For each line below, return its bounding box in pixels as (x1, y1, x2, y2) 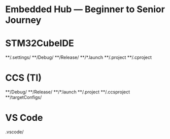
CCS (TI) (5, 72, 42, 84)
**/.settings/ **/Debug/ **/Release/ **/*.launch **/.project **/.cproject (5, 54, 152, 60)
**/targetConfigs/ (5, 94, 42, 100)
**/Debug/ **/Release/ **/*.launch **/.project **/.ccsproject (5, 89, 130, 95)
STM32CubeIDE (5, 38, 75, 49)
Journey (5, 14, 42, 26)
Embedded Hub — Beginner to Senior (5, 4, 165, 15)
